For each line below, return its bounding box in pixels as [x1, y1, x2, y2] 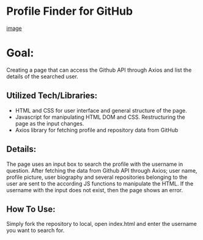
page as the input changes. [15, 119, 84, 127]
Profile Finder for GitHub [6, 4, 133, 18]
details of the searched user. [6, 72, 78, 80]
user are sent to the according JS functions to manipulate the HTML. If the [6, 179, 194, 187]
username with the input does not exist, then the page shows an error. [6, 186, 183, 193]
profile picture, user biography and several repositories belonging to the [6, 173, 188, 181]
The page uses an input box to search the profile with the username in [6, 160, 183, 168]
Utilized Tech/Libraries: [6, 91, 98, 101]
